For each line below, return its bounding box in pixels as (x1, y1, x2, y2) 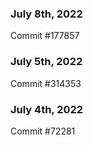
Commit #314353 (10, 77, 82, 89)
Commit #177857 (10, 30, 80, 42)
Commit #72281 (10, 125, 76, 137)
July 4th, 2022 (10, 102, 84, 116)
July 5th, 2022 (10, 55, 83, 69)
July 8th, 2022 (10, 7, 83, 21)
